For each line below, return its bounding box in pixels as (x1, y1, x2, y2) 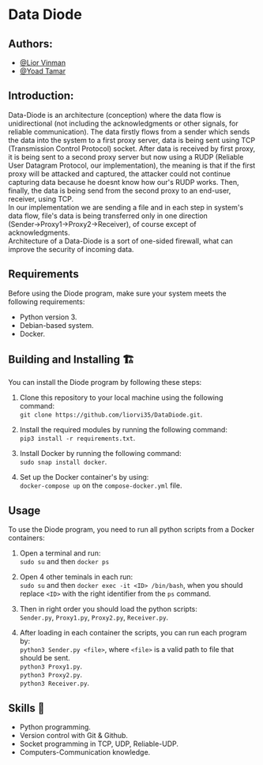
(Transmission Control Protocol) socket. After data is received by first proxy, (8, 144, 255, 153)
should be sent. (19, 654, 71, 663)
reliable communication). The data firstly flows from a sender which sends (8, 126, 250, 136)
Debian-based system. (19, 320, 94, 330)
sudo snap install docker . (19, 457, 107, 467)
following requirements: (8, 296, 85, 306)
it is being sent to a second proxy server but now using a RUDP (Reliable (8, 152, 244, 161)
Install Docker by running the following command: (19, 449, 182, 458)
